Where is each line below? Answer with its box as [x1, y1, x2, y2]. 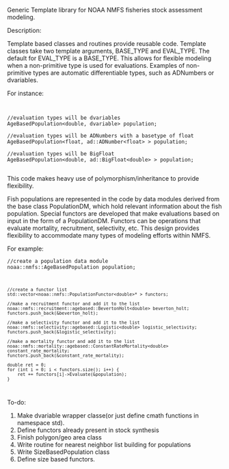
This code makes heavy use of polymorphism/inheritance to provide [7, 175, 200, 182]
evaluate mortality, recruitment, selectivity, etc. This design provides [7, 224, 200, 232]
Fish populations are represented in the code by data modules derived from [7, 195, 220, 203]
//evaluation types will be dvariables [7, 114, 121, 121]
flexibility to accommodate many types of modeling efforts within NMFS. [7, 231, 211, 239]
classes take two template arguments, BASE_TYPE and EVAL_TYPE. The [7, 47, 210, 55]
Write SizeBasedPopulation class [16, 448, 110, 456]
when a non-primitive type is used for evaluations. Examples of [7, 62, 185, 69]
